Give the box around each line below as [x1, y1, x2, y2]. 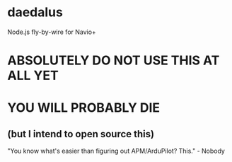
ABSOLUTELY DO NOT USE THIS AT [7, 52, 220, 69]
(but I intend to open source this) [7, 128, 154, 140]
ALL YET [7, 68, 59, 83]
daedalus [7, 4, 64, 21]
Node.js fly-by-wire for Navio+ [7, 28, 97, 36]
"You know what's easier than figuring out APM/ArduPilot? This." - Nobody [7, 146, 225, 156]
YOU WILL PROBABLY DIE [7, 100, 161, 116]
